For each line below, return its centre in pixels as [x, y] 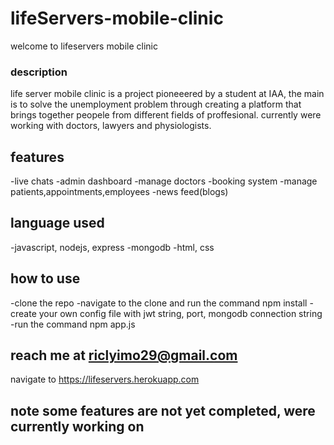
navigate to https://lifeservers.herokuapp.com [105, 379]
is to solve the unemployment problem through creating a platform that [156, 104]
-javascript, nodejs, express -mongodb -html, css [112, 247]
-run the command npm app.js [73, 324]
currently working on [77, 426]
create [23, 313]
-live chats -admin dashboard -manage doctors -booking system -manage [164, 181]
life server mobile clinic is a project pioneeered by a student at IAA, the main [167, 94]
